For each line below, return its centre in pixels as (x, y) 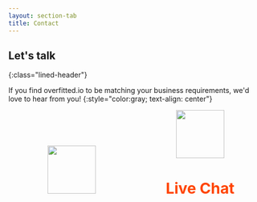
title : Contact (34, 23)
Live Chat (200, 188)
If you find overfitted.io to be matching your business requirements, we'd (129, 91)
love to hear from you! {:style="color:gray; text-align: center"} (110, 99)
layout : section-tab (43, 16)
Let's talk (32, 56)
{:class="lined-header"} (48, 75)
